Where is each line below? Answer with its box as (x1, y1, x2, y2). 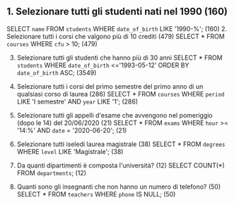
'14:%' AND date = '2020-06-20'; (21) (16, 126, 127, 134)
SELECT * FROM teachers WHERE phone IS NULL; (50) (16, 189, 176, 198)
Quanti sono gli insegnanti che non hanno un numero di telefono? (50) (16, 182, 221, 191)
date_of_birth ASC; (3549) (16, 68, 97, 77)
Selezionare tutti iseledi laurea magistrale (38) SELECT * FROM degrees (16, 140, 226, 148)
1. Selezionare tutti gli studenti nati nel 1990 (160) (6, 6, 228, 18)
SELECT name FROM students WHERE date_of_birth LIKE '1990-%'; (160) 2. (6, 24, 228, 33)
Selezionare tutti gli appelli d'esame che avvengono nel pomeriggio (16, 111, 213, 119)
